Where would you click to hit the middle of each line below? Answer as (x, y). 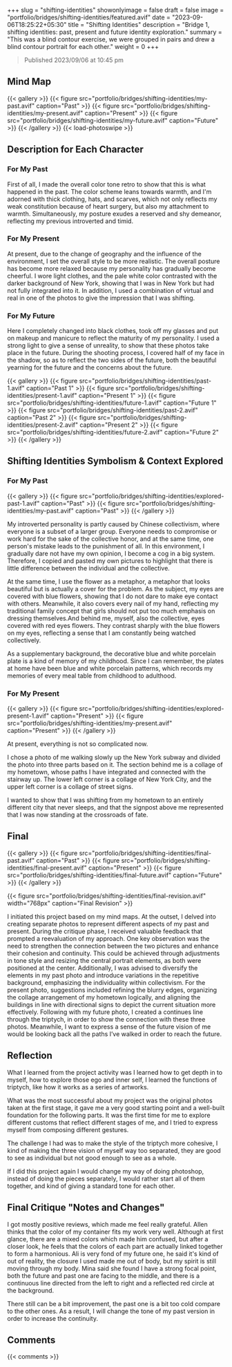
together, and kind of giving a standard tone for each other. (91, 1186)
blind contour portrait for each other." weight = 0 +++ (83, 47)
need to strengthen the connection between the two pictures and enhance (113, 946)
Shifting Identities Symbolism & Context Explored (115, 461)
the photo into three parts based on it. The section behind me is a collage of (115, 765)
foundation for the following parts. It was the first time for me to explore (109, 1115)
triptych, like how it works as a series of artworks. (78, 1087)
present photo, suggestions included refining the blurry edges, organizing (112, 990)
